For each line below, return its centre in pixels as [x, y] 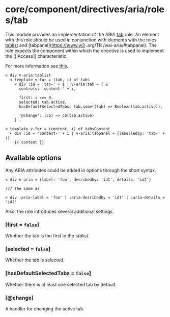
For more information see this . [37, 66]
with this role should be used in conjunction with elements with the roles [81, 40]
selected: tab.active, [43, 102]
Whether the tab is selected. [35, 260]
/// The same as [22, 188]
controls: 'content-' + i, [47, 89]
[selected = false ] [28, 249]
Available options [34, 158]
